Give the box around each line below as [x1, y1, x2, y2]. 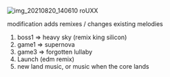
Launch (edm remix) [17, 55, 74, 63]
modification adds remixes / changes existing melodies [7, 20, 163, 27]
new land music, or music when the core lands [17, 63, 149, 70]
